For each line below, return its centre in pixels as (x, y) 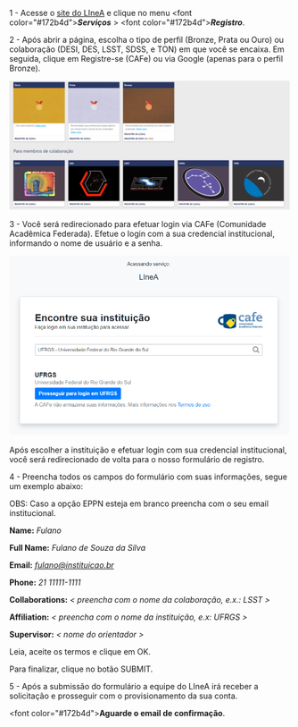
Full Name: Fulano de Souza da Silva (77, 548)
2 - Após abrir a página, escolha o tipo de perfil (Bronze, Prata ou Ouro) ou (146, 40)
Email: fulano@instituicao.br (62, 565)
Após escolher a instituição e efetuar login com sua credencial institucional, (148, 450)
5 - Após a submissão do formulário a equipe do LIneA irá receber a (134, 687)
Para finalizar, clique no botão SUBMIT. (81, 669)
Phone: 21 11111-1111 (45, 583)
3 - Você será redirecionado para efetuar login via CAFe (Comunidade (138, 224)
